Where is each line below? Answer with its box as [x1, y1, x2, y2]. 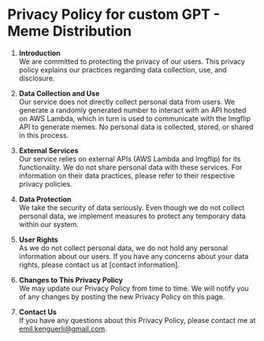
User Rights [18, 235, 58, 244]
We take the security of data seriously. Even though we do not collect [18, 202, 245, 212]
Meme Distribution [7, 22, 132, 40]
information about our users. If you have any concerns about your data [18, 251, 249, 261]
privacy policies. [18, 179, 73, 188]
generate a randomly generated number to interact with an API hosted [18, 105, 247, 115]
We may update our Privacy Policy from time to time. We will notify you [18, 284, 249, 293]
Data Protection [18, 195, 72, 204]
